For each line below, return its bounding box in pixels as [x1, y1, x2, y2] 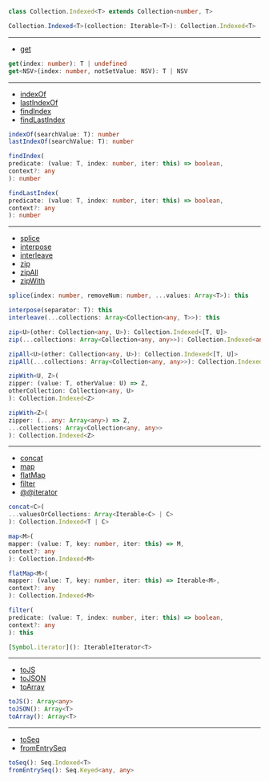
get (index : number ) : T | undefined [8, 59, 127, 67]
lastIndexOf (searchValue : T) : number [8, 137, 134, 146]
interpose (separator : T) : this [8, 306, 113, 315]
